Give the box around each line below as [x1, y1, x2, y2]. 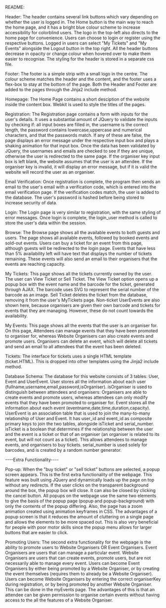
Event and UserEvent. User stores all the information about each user [5, 379, 146, 384]
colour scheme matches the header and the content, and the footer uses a [5, 76, 157, 82]
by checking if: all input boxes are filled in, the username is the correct [5, 122, 148, 127]
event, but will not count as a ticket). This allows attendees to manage [5, 436, 147, 442]
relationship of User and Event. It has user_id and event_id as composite [5, 416, 152, 421]
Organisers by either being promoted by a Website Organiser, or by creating [5, 565, 160, 571]
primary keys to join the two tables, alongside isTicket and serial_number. [5, 421, 154, 426]
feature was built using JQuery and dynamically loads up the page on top [5, 477, 155, 483]
